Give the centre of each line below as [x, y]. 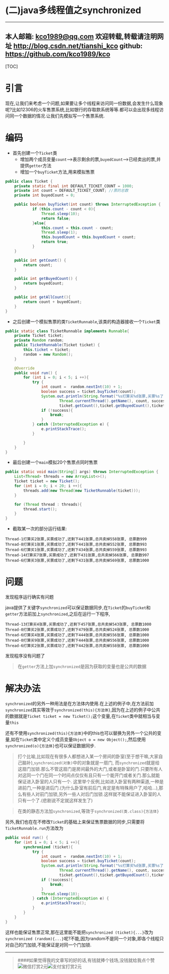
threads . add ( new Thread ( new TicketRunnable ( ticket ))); [82, 491]
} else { [39, 223]
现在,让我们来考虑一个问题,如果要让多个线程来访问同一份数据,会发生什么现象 [84, 103]
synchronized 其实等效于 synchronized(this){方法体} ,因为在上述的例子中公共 [83, 710]
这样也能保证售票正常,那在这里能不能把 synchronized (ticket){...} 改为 [79, 932]
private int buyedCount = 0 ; [45, 195]
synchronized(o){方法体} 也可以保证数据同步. [51, 746]
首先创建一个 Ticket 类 [35, 153]
